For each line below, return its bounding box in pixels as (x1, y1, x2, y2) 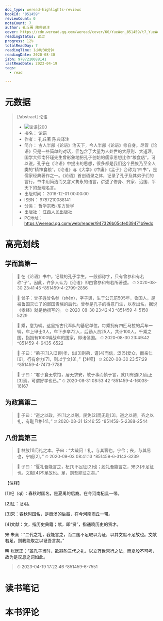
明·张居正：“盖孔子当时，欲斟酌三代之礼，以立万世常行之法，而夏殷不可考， (5, 548, 157, 554)
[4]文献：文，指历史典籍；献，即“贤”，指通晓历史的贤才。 (5, 522, 121, 527)
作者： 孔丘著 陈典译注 (24, 136, 69, 142)
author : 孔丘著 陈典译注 (5, 25, 50, 30)
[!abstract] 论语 (16, 113, 48, 119)
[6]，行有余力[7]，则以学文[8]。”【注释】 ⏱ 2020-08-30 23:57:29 (16, 356, 147, 362)
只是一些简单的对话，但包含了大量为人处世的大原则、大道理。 (33, 148, 156, 154)
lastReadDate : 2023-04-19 (5, 61, 57, 66)
